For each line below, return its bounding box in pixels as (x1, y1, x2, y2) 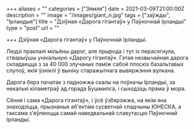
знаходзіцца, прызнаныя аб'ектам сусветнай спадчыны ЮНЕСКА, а (6, 103, 182, 110)
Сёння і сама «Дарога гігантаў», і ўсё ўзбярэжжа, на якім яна (6, 96, 167, 104)
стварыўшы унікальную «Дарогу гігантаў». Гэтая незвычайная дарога (6, 54, 189, 61)
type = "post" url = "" (6, 24, 59, 31)
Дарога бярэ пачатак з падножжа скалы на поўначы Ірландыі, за (6, 78, 176, 86)
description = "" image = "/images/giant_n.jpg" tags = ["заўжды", (6, 11, 171, 19)
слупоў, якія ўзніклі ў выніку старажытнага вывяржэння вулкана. (6, 67, 176, 74)
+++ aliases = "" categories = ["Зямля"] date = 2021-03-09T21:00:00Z (6, 5, 185, 12)
